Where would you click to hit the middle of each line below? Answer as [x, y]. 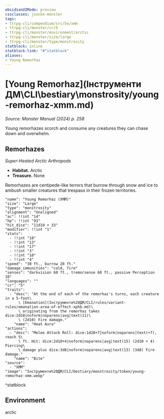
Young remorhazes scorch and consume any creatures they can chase [77, 128]
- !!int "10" [23, 255]
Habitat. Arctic [27, 170]
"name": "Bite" [29, 359]
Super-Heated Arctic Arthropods [38, 161]
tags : [11, 19]
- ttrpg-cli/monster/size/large [38, 37]
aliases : [14, 55]
